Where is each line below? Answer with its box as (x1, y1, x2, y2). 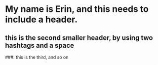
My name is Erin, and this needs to (5, 3, 149, 15)
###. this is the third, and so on (5, 54, 69, 60)
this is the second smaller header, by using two (5, 33, 153, 42)
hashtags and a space (5, 41, 74, 50)
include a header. (5, 14, 78, 25)
